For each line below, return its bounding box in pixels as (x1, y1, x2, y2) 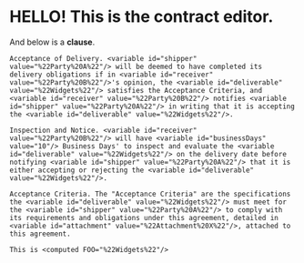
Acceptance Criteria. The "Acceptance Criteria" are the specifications (9, 189, 291, 198)
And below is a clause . (9, 36, 96, 47)
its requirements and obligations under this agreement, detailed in (9, 213, 279, 222)
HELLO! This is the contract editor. (9, 6, 274, 27)
